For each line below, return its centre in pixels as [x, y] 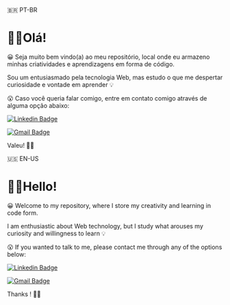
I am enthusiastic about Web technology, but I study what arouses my [105, 226]
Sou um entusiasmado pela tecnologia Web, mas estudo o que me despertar [115, 77]
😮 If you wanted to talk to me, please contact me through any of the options [115, 247]
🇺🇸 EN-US [23, 158]
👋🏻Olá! [27, 38]
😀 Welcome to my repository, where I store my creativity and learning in [109, 205]
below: [16, 254]
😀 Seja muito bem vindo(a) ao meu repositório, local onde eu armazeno [108, 57]
